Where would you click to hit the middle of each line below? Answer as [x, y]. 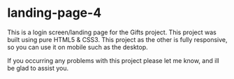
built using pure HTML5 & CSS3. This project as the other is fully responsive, [117, 39]
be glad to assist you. [38, 68]
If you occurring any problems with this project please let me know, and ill [113, 60]
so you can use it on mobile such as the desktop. [78, 47]
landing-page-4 [54, 13]
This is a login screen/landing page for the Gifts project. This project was [112, 32]
